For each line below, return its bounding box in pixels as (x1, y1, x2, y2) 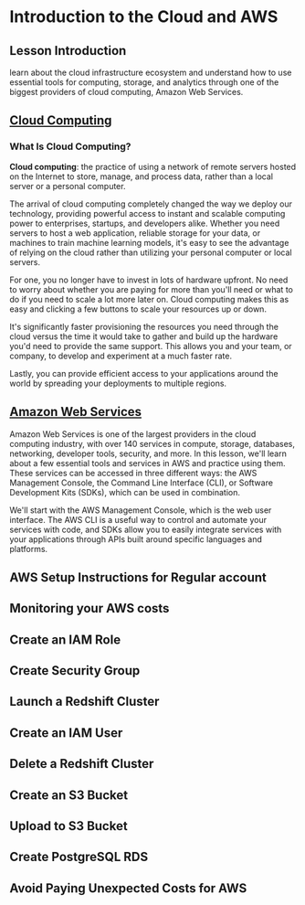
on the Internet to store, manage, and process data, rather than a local (9, 171, 274, 182)
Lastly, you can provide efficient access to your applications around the (9, 367, 279, 378)
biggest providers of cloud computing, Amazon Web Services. (9, 87, 244, 97)
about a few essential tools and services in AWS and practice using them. (9, 457, 286, 468)
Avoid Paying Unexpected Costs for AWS (9, 880, 247, 896)
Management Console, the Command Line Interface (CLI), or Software (9, 477, 274, 488)
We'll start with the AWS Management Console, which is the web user (9, 505, 272, 516)
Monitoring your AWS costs (9, 601, 170, 616)
